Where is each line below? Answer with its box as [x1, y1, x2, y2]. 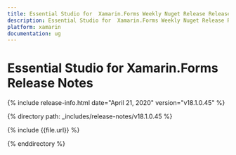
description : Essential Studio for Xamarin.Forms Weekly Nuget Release [7, 17, 225, 24]
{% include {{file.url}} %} [7, 126, 80, 135]
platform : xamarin [7, 23, 61, 30]
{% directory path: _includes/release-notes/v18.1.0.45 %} [7, 112, 173, 120]
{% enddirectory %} [7, 139, 65, 148]
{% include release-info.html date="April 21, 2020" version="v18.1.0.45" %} [7, 99, 225, 107]
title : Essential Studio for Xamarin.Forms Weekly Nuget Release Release [7, 10, 231, 18]
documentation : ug [7, 30, 61, 37]
